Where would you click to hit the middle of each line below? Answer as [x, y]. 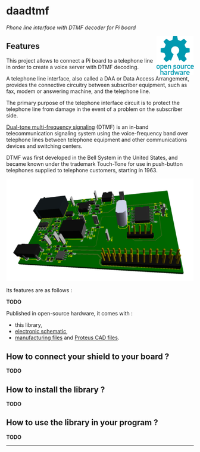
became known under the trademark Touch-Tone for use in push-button [95, 164]
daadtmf [28, 11]
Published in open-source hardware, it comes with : [69, 314]
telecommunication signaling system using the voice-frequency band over [97, 133]
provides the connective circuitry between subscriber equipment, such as [97, 85]
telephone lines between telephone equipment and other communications [97, 140]
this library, [29, 325]
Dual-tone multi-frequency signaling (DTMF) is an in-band [77, 127]
